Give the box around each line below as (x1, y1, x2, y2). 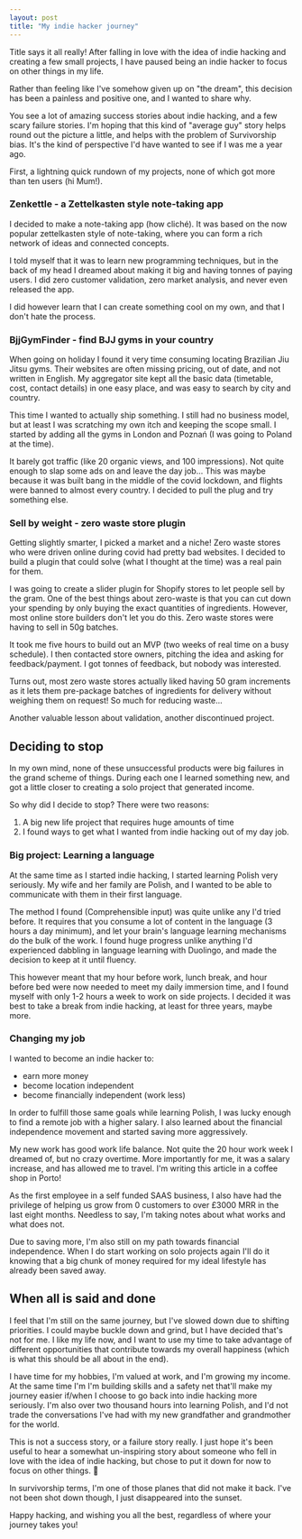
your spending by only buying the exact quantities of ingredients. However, (9, 603, 288, 613)
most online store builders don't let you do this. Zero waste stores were (9, 613, 274, 623)
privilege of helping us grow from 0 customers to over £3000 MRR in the (9, 1199, 279, 1210)
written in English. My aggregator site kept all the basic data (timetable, (9, 373, 274, 384)
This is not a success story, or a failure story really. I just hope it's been (9, 1436, 273, 1447)
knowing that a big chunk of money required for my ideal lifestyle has (9, 1255, 267, 1266)
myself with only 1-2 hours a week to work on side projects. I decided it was (9, 991, 291, 1001)
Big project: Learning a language (9, 849, 155, 862)
